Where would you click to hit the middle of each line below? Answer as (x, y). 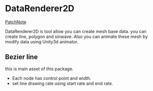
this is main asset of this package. (39, 69)
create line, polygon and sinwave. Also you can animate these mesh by (76, 36)
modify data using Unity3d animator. (42, 41)
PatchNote (16, 22)
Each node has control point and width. (52, 78)
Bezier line (22, 57)
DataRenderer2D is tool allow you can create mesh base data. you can (76, 31)
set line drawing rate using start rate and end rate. (63, 83)
